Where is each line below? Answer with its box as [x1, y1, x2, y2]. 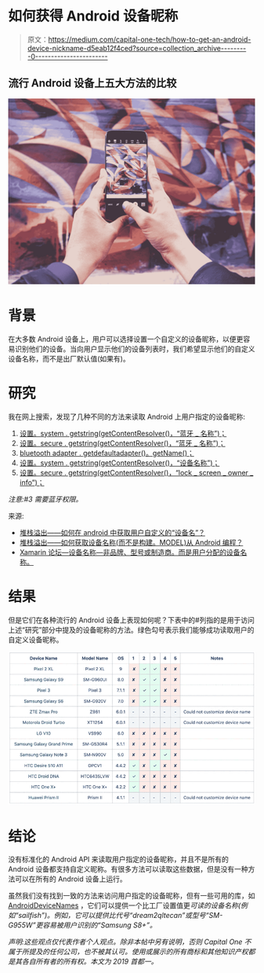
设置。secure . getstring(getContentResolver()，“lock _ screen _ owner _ [19, 468, 254, 477]
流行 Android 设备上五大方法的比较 [8, 76, 177, 90]
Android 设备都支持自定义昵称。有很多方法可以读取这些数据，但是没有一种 [8, 865, 248, 874]
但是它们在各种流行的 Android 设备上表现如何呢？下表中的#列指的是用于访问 [8, 615, 255, 625]
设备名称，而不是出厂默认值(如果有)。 [8, 354, 131, 363]
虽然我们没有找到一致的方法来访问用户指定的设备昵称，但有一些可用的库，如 [8, 891, 255, 901]
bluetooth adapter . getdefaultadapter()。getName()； [19, 448, 194, 457]
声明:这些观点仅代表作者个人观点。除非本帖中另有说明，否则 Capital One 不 [8, 937, 252, 947]
